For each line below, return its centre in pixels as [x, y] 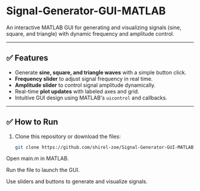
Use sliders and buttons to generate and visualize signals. [77, 181]
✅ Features [27, 58]
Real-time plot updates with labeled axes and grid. [77, 91]
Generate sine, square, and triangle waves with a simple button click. [100, 72]
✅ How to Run [32, 122]
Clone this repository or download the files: [68, 136]
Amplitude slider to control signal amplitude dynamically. [85, 85]
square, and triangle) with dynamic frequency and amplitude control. [90, 33]
